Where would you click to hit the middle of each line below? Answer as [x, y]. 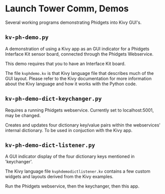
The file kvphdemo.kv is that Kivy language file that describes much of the [80, 73]
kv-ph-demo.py [27, 37]
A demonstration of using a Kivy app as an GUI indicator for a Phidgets [77, 49]
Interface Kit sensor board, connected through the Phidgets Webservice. [79, 54]
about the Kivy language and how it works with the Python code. [71, 84]
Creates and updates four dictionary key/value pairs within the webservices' [83, 125]
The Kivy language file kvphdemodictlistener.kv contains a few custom [78, 171]
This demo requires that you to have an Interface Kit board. [65, 64]
